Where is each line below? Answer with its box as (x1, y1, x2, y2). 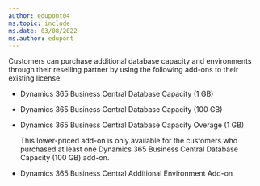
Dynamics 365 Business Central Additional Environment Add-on (19, 168, 233, 178)
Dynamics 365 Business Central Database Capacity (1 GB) (19, 89, 214, 99)
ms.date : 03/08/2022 (8, 27, 78, 35)
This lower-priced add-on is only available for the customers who (19, 136, 238, 146)
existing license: (8, 73, 62, 83)
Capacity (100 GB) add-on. (19, 153, 110, 163)
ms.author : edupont (8, 34, 74, 43)
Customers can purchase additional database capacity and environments (8, 56, 252, 66)
